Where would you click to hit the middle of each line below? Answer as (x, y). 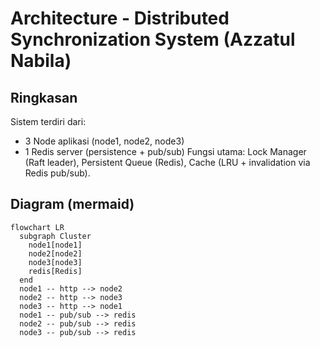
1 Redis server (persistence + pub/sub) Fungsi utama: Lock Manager (165, 151)
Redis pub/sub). (57, 173)
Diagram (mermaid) (72, 204)
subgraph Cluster (55, 236)
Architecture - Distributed (120, 18)
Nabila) (41, 61)
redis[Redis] (55, 271)
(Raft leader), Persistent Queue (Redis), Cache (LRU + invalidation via (167, 162)
